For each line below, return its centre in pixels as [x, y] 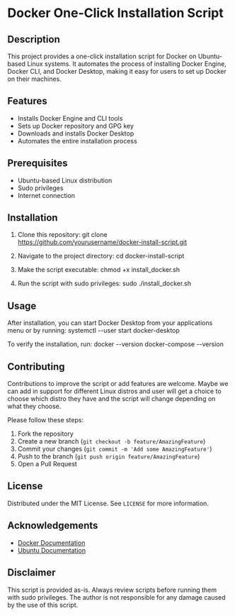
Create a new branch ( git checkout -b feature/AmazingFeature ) [111, 441]
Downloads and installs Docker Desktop [76, 133]
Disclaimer [31, 573]
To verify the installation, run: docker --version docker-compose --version [116, 344]
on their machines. [34, 79]
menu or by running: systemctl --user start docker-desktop [94, 331]
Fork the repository [46, 434]
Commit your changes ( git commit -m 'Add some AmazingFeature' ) [115, 449]
